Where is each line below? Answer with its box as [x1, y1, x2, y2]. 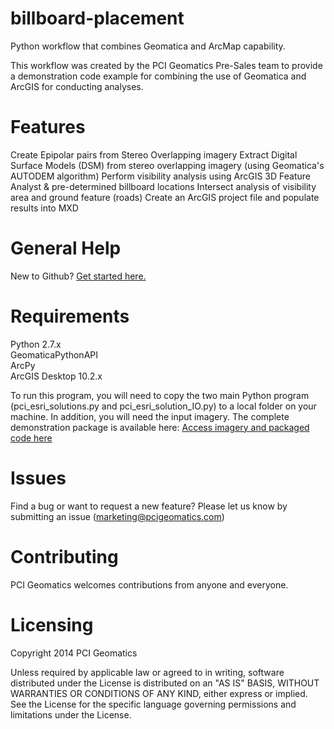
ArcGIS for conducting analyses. [10, 80, 144, 92]
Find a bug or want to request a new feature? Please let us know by [10, 500, 288, 512]
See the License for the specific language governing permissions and [10, 698, 297, 710]
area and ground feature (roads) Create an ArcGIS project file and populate [10, 191, 320, 203]
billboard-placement [10, 7, 185, 30]
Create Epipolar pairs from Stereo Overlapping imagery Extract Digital [10, 148, 298, 161]
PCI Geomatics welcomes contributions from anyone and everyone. [10, 578, 289, 591]
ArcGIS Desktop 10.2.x [10, 370, 103, 382]
